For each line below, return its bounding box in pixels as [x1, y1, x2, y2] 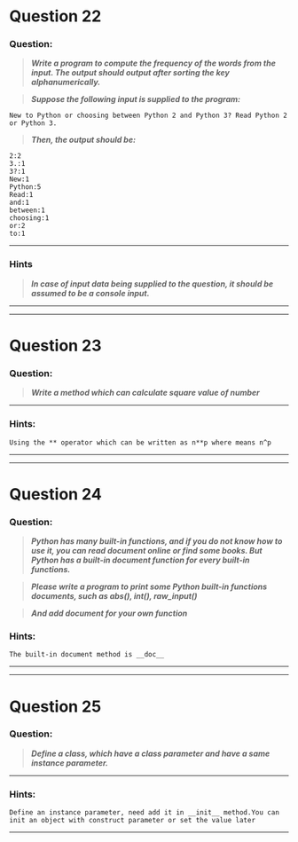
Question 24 [9, 484, 102, 504]
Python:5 [9, 183, 42, 192]
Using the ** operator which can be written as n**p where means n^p [9, 437, 272, 447]
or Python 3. [9, 119, 58, 128]
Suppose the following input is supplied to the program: [30, 94, 241, 105]
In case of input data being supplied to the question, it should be [30, 278, 274, 289]
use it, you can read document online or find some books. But [30, 546, 263, 556]
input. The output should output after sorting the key [30, 67, 231, 78]
